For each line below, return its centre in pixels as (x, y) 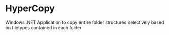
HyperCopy (30, 9)
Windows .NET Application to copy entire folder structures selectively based (85, 22)
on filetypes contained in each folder (44, 27)
